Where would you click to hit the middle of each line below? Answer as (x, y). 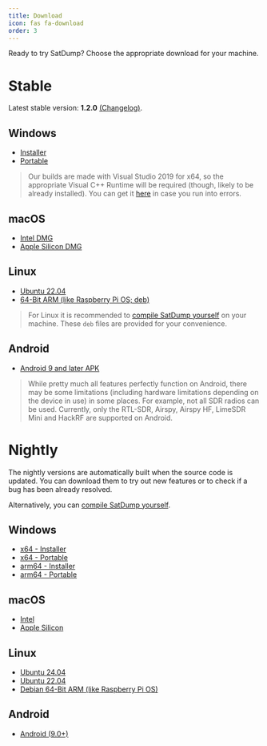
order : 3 (23, 30)
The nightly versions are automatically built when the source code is (121, 472)
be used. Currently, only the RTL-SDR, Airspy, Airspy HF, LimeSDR (137, 409)
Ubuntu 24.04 (43, 672)
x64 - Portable (44, 558)
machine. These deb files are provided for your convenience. (128, 323)
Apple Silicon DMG (51, 246)
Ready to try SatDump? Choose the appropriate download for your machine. (133, 54)
